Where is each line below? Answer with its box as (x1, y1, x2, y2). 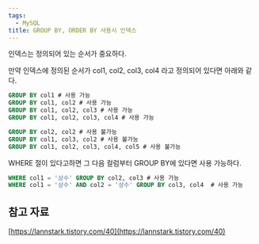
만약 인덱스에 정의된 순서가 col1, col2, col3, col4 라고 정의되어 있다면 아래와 (8, 66, 244, 75)
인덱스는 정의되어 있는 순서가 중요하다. (8, 49, 127, 59)
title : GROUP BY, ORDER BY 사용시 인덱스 (8, 26, 137, 34)
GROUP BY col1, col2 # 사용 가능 (8, 99, 112, 107)
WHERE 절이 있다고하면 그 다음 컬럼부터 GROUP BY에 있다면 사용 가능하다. (8, 158, 242, 167)
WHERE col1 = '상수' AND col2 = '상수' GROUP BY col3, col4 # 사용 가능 (8, 181, 244, 189)
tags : (8, 11, 26, 20)
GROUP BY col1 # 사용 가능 (8, 92, 91, 100)
